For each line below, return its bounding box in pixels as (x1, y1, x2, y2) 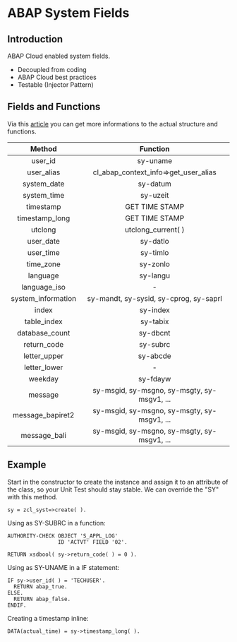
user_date (27, 236, 60, 246)
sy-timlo (140, 247, 169, 257)
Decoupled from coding (17, 66, 87, 73)
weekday (28, 374, 59, 384)
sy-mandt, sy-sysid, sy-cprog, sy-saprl (87, 293, 222, 303)
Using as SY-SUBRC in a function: (7, 518, 106, 527)
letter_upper (23, 351, 64, 361)
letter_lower (23, 362, 63, 372)
